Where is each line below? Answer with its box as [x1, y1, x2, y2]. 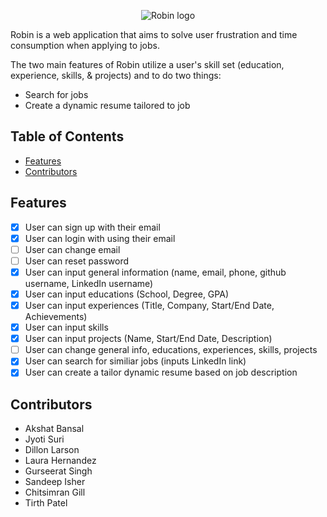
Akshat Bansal [24, 423, 85, 435]
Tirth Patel [24, 497, 68, 509]
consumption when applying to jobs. [10, 40, 160, 51]
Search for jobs [24, 89, 89, 100]
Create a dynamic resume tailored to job [24, 100, 191, 111]
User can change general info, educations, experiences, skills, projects [24, 344, 318, 356]
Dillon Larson [24, 444, 80, 456]
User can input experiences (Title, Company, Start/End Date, [24, 300, 275, 311]
